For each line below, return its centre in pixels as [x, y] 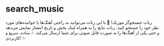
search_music [35, 9]
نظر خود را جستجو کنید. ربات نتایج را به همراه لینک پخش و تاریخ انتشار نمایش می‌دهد [82, 27]
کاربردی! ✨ [16, 38]
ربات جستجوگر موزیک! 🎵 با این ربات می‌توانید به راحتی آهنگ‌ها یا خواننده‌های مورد [79, 22]
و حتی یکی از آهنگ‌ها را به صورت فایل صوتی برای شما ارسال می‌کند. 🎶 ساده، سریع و [82, 32]
